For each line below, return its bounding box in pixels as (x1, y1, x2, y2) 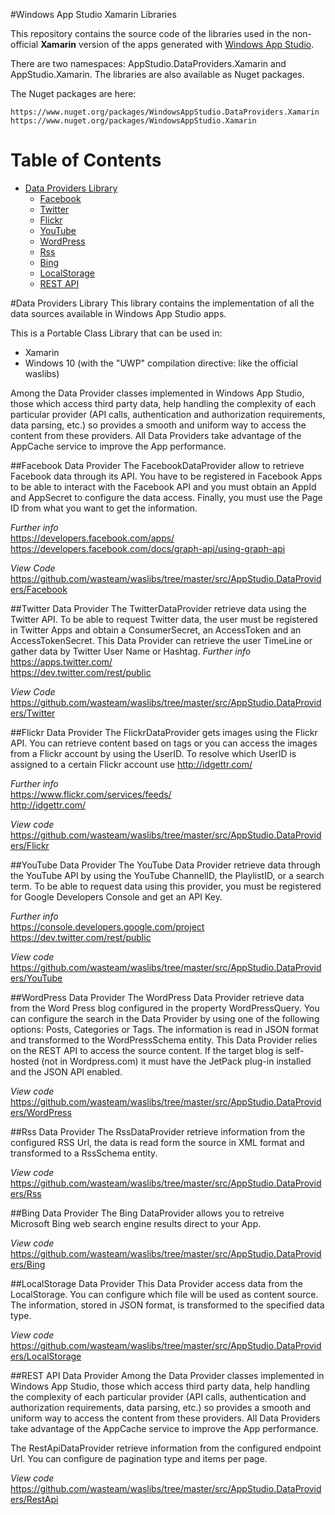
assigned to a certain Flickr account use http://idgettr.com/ (10, 758, 253, 770)
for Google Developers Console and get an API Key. (10, 890, 223, 903)
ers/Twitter (10, 707, 56, 719)
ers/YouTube (10, 972, 63, 984)
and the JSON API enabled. (10, 1065, 123, 1078)
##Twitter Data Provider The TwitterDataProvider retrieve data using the (10, 602, 307, 614)
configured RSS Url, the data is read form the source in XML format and (10, 1136, 305, 1148)
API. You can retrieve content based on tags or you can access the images (10, 737, 318, 749)
